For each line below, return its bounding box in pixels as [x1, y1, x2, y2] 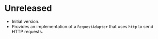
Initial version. [11, 19, 40, 24]
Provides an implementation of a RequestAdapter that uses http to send [11, 23, 154, 29]
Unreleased [4, 3, 52, 14]
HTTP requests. [11, 29, 43, 34]
